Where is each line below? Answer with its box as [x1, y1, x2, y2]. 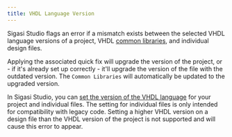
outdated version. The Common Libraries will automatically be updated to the [7, 72, 226, 80]
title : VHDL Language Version [7, 10, 95, 17]
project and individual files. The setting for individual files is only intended [7, 100, 218, 108]
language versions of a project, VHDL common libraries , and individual [7, 36, 210, 45]
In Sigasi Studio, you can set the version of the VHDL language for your [7, 93, 211, 101]
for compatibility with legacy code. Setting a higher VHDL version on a [7, 107, 208, 116]
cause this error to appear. [7, 122, 83, 130]
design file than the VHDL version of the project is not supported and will [7, 115, 216, 123]
